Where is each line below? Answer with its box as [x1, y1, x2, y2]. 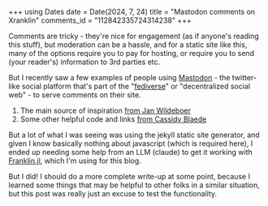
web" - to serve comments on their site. [8, 90, 141, 100]
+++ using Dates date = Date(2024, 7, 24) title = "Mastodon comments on [8, 7, 256, 16]
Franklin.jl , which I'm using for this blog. [8, 156, 142, 165]
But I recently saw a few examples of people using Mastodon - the [8, 73, 231, 82]
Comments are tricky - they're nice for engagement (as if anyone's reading [8, 32, 260, 41]
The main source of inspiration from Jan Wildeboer [19, 105, 191, 115]
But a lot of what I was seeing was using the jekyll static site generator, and [8, 130, 260, 139]
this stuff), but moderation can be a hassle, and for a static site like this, [8, 40, 248, 49]
